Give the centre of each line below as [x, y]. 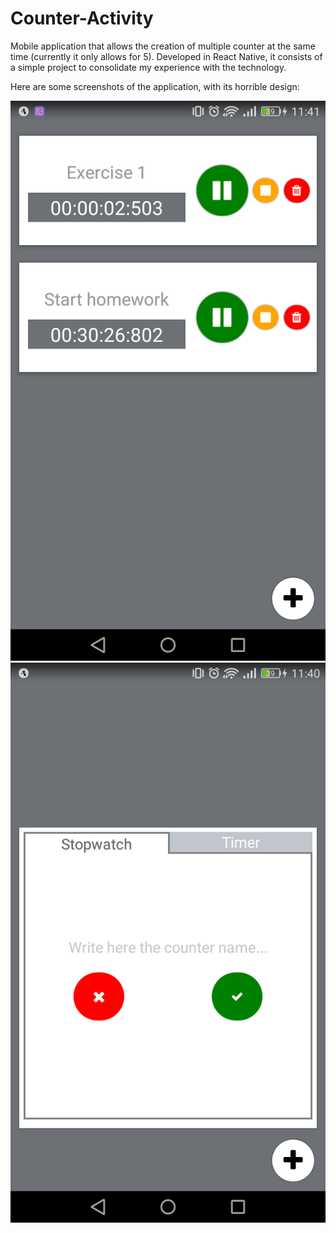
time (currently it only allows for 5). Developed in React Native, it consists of [166, 56]
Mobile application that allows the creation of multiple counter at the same [163, 46]
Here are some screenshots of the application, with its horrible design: [155, 86]
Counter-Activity [82, 18]
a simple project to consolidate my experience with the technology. [148, 67]
